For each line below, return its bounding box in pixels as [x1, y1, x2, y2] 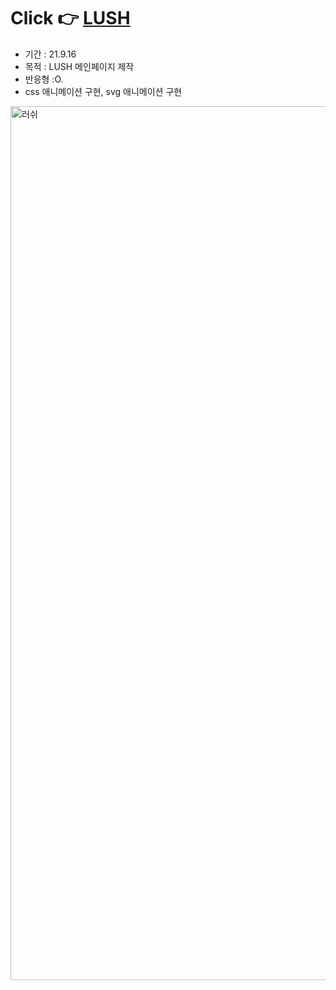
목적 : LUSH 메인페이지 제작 [24, 60, 135, 72]
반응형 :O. [24, 73, 64, 85]
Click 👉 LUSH [10, 7, 131, 30]
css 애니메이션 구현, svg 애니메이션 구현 [24, 85, 183, 97]
